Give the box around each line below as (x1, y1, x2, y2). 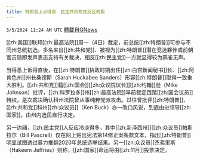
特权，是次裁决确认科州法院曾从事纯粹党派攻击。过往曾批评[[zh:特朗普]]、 (6, 96, 189, 103)
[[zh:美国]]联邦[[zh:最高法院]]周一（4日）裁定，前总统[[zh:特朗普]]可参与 (6, 38, 186, 45)
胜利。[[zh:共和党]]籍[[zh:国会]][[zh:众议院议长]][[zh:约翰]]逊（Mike (11, 81, 178, 88)
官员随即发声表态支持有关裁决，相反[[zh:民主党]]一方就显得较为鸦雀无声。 (6, 53, 189, 60)
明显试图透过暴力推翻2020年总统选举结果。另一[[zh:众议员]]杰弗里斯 (6, 139, 176, 146)
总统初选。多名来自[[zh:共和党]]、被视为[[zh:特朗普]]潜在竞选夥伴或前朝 (16, 46, 193, 53)
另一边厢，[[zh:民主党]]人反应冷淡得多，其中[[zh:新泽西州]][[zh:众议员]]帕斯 (6, 124, 193, 131)
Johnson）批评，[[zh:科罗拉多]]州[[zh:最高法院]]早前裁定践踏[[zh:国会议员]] (6, 88, 193, 96)
